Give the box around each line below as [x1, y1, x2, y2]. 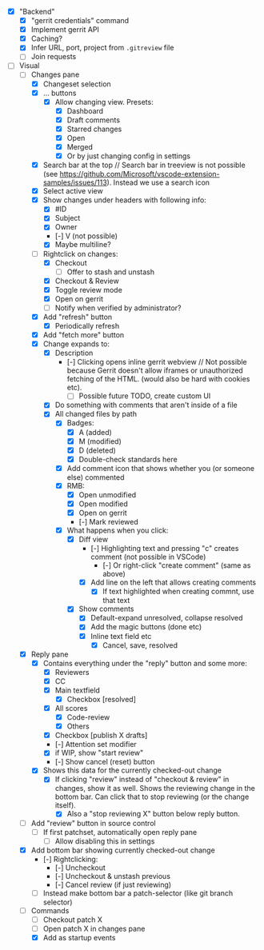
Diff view [78, 535, 109, 545]
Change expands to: [42, 339, 110, 349]
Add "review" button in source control [30, 818, 157, 828]
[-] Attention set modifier [54, 740, 137, 749]
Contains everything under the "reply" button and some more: [42, 658, 247, 668]
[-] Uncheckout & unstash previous [54, 871, 171, 880]
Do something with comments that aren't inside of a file [54, 400, 238, 410]
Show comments [78, 604, 134, 614]
